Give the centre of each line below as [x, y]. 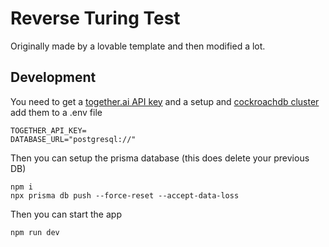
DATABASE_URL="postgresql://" [73, 139]
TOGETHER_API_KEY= [48, 130]
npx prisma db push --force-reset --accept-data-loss [125, 195]
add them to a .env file [56, 112]
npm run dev [35, 232]
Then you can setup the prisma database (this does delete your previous [160, 158]
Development [53, 77]
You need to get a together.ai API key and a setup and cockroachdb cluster [165, 101]
